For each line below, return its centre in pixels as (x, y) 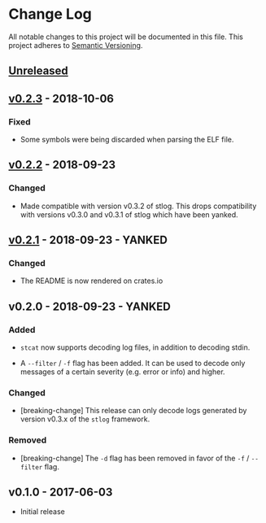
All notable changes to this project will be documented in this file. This (126, 37)
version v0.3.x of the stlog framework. (85, 419)
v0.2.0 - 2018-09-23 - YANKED (89, 306)
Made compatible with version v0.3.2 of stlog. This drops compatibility (138, 206)
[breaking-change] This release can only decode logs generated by (133, 411)
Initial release (42, 512)
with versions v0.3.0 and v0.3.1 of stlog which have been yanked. (129, 214)
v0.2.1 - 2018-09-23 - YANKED (88, 240)
